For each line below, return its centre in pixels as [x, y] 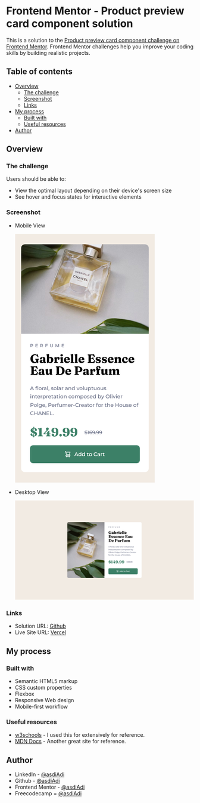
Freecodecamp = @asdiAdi [48, 793]
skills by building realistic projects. [48, 52]
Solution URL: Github [40, 626]
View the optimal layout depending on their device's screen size [93, 191]
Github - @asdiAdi [37, 781]
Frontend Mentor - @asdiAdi [50, 787]
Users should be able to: [36, 179]
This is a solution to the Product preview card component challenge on [93, 40]
